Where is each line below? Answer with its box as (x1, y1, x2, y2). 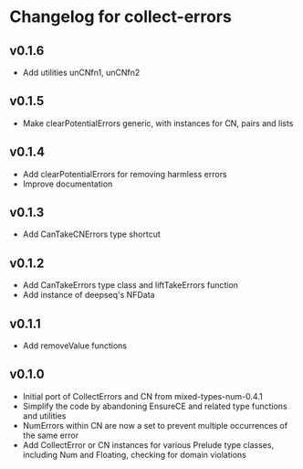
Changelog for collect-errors (9, 6, 233, 27)
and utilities (22, 410, 67, 421)
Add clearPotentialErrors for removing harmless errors (22, 168, 227, 179)
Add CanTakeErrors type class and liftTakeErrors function (22, 280, 239, 291)
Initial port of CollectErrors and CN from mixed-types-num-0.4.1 (22, 390, 263, 401)
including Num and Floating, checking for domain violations (22, 449, 246, 460)
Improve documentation (22, 178, 113, 189)
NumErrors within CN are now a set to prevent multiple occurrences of (22, 420, 288, 431)
